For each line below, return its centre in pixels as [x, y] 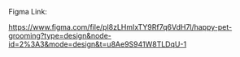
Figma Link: [28, 12]
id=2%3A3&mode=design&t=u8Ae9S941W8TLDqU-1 [98, 44]
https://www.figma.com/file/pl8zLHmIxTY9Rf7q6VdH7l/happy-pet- [120, 27]
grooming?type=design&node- [60, 36]
